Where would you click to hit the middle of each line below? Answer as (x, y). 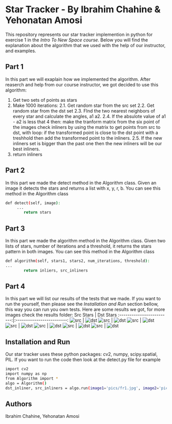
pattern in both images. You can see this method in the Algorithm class (80, 251)
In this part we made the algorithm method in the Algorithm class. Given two (85, 241)
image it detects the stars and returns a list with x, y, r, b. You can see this (83, 188)
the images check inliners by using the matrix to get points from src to (87, 127)
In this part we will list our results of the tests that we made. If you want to (83, 299)
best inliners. (26, 149)
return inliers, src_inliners (56, 270)
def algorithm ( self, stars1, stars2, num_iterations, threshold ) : (78, 261)
